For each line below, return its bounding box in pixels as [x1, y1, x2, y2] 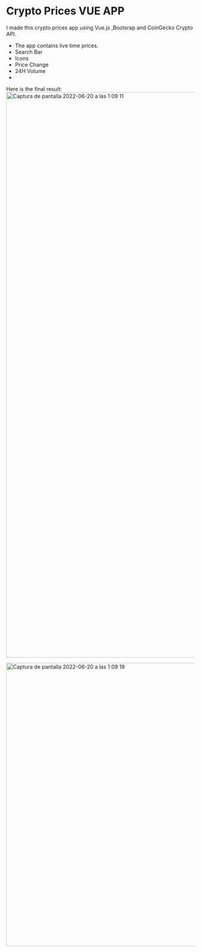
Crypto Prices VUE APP [6, 4, 124, 18]
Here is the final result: [6, 85, 62, 92]
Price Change [14, 61, 49, 68]
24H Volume [14, 67, 46, 74]
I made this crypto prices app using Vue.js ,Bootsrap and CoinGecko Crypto [6, 24, 193, 31]
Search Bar [14, 48, 43, 55]
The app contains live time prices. [14, 42, 99, 49]
